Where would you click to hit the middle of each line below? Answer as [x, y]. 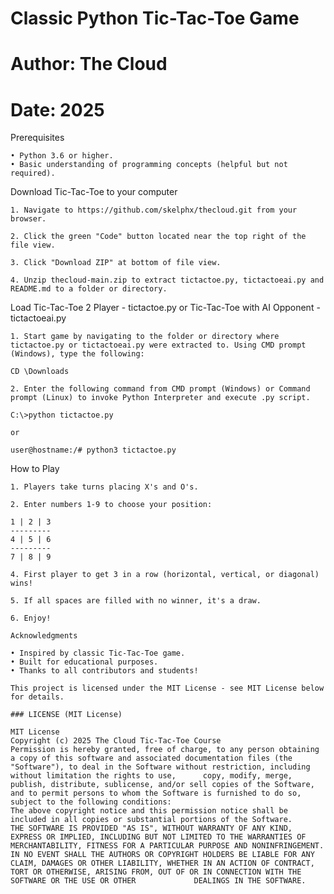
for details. [37, 697]
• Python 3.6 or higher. [62, 156]
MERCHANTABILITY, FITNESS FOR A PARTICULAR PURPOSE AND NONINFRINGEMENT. [167, 846]
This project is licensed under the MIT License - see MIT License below [167, 688]
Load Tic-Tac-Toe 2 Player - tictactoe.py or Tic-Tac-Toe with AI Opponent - [165, 308]
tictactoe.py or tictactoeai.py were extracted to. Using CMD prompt [158, 345]
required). [33, 173]
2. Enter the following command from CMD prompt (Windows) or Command [160, 389]
